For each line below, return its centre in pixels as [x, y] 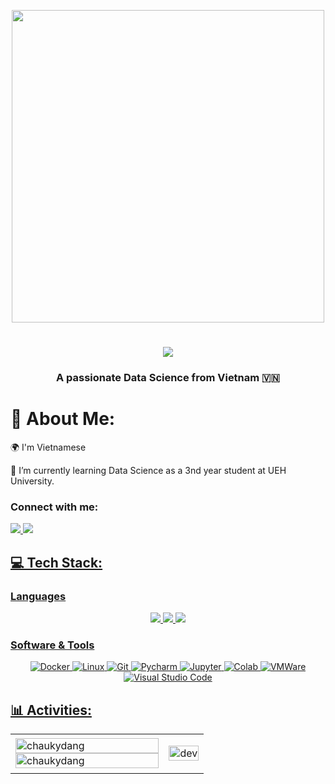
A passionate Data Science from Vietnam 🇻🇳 [168, 378]
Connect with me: [54, 507]
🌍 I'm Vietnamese [48, 447]
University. [32, 481]
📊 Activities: [51, 710]
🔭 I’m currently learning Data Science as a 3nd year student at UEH [148, 471]
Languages [38, 596]
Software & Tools [52, 645]
